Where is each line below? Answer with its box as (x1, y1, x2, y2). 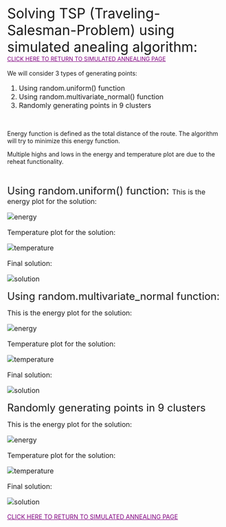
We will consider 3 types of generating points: (7, 70, 137, 77)
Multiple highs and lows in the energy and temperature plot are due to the (7, 150, 215, 158)
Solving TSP (7, 5, 86, 22)
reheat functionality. (7, 158, 64, 165)
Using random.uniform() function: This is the (7, 184, 206, 197)
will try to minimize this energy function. (7, 137, 120, 145)
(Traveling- (89, 5, 161, 22)
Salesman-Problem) (7, 21, 136, 39)
